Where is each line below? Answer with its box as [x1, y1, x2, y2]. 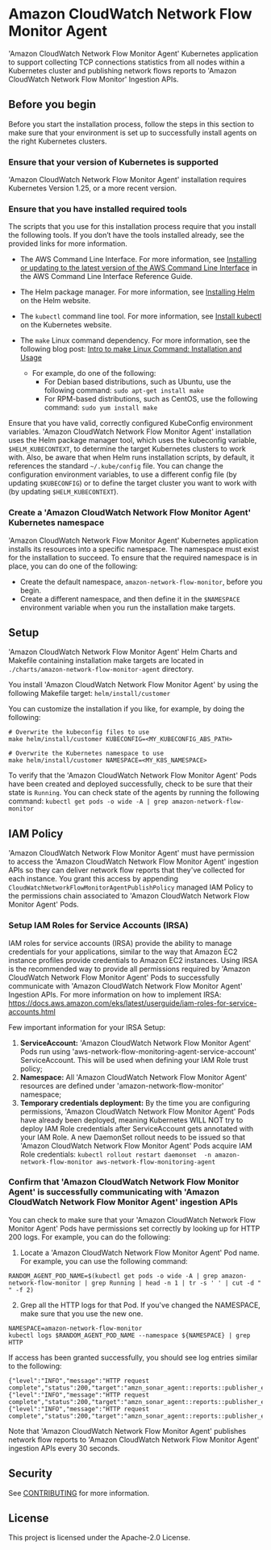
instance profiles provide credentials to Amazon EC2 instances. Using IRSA [8, 955, 258, 965]
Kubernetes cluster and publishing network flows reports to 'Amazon [8, 65, 237, 75]
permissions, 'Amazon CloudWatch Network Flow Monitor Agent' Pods [19, 1106, 256, 1116]
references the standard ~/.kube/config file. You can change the [8, 461, 223, 471]
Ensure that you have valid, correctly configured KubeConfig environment [8, 419, 253, 428]
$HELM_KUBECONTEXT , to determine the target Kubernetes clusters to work [8, 444, 246, 454]
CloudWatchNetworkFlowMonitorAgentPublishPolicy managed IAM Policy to [8, 882, 254, 892]
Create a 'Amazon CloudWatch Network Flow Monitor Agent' [8, 507, 252, 519]
